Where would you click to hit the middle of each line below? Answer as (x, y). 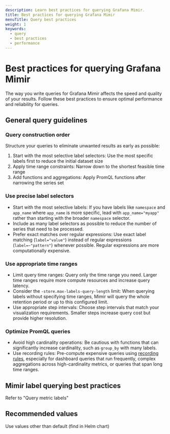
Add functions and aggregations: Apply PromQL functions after (79, 177)
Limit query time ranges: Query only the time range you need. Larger (85, 275)
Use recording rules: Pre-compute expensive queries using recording (86, 353)
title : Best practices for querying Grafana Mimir (60, 15)
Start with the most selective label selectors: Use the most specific (83, 156)
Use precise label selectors (40, 196)
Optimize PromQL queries (38, 331)
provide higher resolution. (40, 318)
